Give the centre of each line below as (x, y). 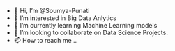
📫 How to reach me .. (45, 40)
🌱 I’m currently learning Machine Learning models (85, 25)
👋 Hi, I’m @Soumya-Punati (52, 11)
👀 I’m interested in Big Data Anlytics (65, 18)
